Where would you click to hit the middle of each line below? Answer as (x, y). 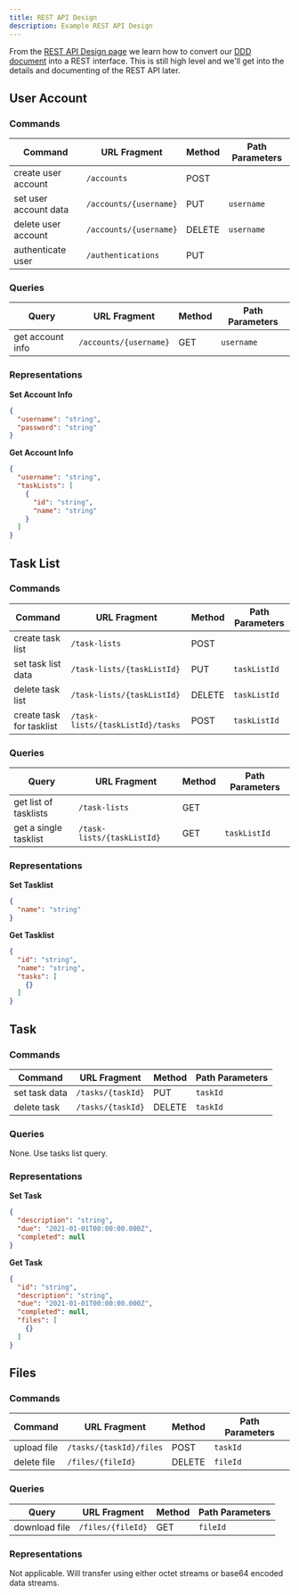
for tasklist (36, 726)
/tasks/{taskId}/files (115, 1448)
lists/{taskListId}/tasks (125, 725)
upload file (36, 1448)
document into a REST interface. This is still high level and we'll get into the (147, 61)
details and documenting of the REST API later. (95, 70)
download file (42, 1527)
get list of (33, 802)
